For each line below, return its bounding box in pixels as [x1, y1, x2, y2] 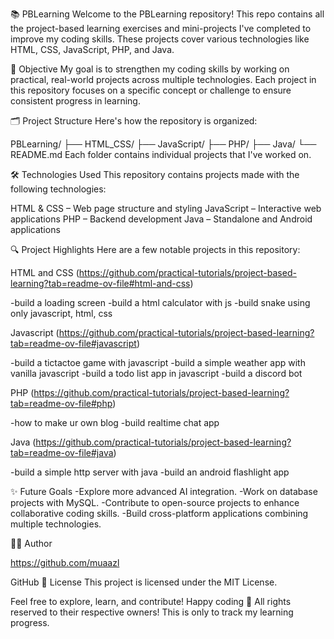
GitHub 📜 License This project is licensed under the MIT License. [10, 576, 278, 588]
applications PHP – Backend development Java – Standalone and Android [10, 213, 313, 225]
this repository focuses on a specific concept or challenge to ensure [10, 84, 292, 96]
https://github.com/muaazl [10, 557, 120, 568]
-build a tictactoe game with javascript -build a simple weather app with [10, 357, 306, 368]
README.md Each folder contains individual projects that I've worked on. [10, 149, 312, 160]
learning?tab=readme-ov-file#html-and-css [10, 278, 191, 289]
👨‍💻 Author [10, 538, 53, 549]
